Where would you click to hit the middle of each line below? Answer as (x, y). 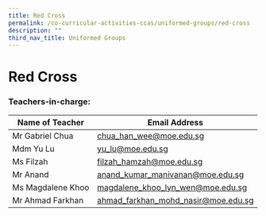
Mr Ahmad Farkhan (48, 200)
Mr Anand (31, 174)
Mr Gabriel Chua (43, 136)
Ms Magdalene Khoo (51, 187)
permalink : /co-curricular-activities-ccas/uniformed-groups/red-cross (129, 23)
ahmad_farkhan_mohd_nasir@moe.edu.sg (175, 200)
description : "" (35, 30)
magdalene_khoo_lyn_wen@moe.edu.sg (172, 187)
